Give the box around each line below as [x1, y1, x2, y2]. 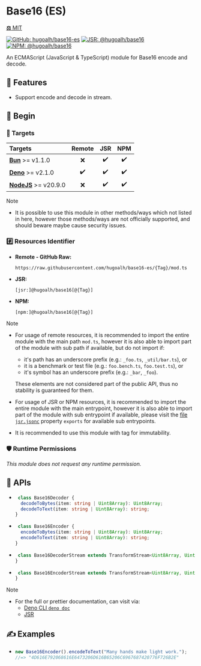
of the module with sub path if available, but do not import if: [14, 344, 165, 351]
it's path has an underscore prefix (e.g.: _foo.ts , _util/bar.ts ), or [23, 356, 187, 363]
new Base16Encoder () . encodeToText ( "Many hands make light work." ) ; [14, 649, 188, 655]
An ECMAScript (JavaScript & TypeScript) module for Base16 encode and [6, 53, 188, 61]
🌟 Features [6, 78, 47, 88]
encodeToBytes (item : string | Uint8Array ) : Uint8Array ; [20, 529, 163, 536]
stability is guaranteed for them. [14, 386, 94, 394]
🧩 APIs [6, 478, 31, 488]
